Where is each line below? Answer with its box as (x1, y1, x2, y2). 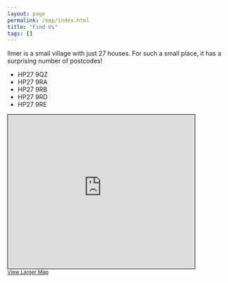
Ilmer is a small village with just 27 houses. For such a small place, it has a (7, 49, 222, 58)
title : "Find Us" (7, 23, 58, 30)
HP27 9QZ (17, 70, 48, 79)
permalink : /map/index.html (7, 17, 90, 24)
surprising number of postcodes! (7, 57, 103, 65)
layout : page (7, 10, 46, 18)
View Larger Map (7, 269, 49, 276)
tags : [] (7, 30, 33, 37)
